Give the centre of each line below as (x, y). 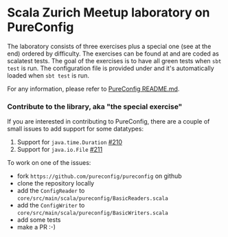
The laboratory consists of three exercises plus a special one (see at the (109, 46)
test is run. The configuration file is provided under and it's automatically (111, 68)
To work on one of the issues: (49, 163)
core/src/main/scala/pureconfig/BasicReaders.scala (92, 199)
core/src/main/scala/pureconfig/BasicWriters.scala (92, 213)
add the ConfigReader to (51, 191)
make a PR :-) (36, 227)
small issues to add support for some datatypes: (76, 129)
